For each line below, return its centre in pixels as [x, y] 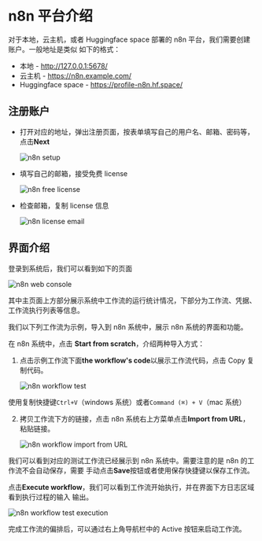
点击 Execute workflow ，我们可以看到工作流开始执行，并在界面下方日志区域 [131, 487]
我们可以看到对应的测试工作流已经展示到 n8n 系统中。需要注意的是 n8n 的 [128, 460]
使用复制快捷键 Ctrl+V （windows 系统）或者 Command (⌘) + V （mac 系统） [127, 402]
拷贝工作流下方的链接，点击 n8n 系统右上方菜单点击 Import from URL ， [135, 418]
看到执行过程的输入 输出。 [50, 497]
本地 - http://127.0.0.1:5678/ [63, 66]
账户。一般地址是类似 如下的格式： [64, 49]
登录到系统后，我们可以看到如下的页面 [70, 268]
